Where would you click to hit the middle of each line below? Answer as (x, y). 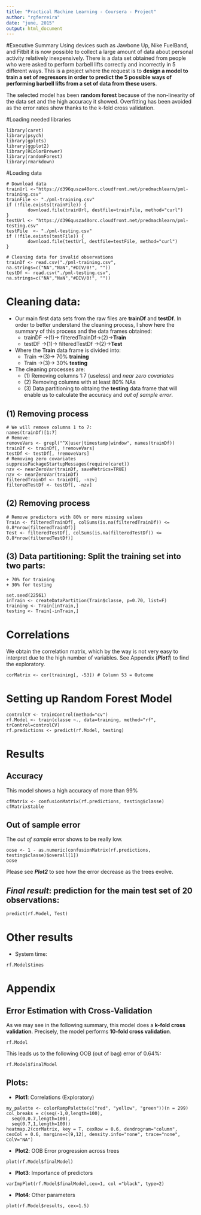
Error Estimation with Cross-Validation (79, 1011)
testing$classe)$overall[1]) (42, 856)
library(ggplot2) (28, 146)
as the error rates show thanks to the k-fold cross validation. (80, 108)
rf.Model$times (25, 965)
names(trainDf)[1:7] (32, 433)
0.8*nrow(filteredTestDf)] (40, 538)
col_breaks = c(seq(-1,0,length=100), (54, 1113)
